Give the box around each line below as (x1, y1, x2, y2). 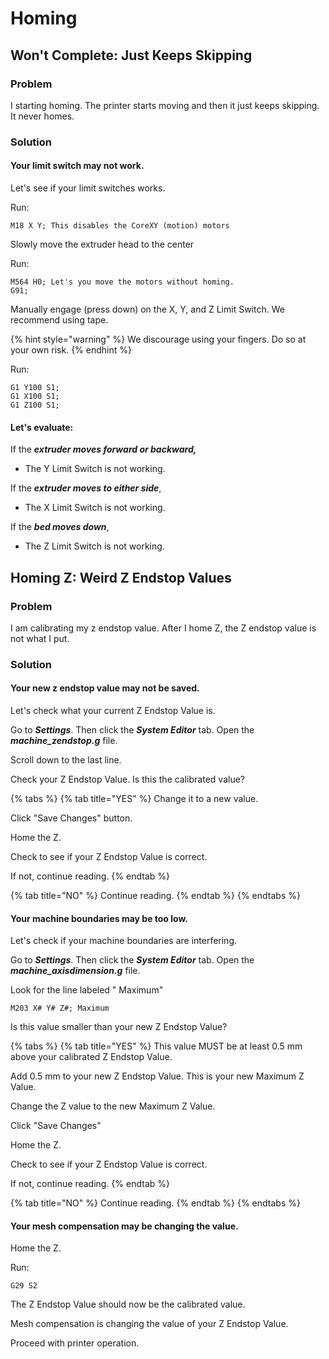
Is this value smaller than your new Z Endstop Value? (10, 1021, 228, 1033)
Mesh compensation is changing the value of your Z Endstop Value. (10, 1318, 289, 1330)
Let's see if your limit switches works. (10, 182, 166, 194)
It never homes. (10, 110, 75, 122)
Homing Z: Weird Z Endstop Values (10, 569, 232, 586)
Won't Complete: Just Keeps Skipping (10, 47, 253, 64)
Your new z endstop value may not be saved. (10, 682, 200, 694)
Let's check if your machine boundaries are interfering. (10, 935, 238, 947)
